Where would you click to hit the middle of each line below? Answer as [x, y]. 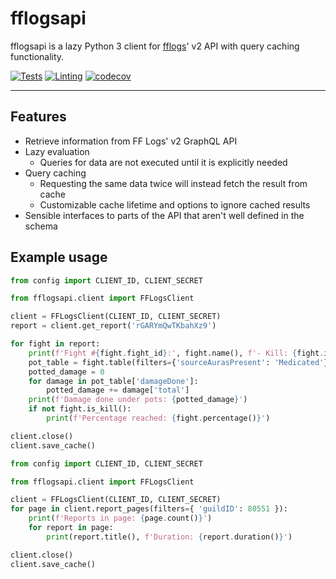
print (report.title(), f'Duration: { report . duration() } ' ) [169, 537]
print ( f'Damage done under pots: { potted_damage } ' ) [138, 400]
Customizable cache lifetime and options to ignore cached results [175, 204]
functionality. [37, 56]
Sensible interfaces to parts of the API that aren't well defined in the [164, 215]
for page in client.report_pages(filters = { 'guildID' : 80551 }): [149, 509]
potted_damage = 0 [66, 372]
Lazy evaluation [57, 151]
